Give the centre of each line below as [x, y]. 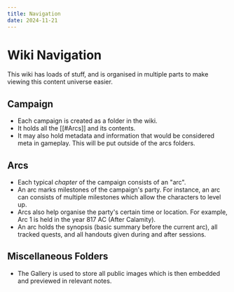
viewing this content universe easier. [60, 82]
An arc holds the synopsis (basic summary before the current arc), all [117, 227]
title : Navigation [34, 14]
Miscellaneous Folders [58, 257]
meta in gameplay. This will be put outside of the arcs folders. [106, 143]
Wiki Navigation [54, 55]
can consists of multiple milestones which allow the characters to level [119, 197]
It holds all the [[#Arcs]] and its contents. [76, 128]
